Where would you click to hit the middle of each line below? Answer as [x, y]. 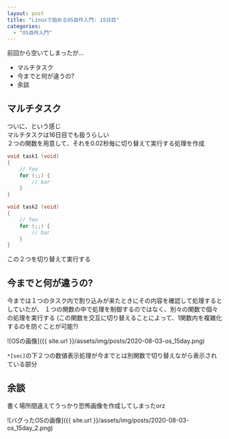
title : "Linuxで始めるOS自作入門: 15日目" [63, 20]
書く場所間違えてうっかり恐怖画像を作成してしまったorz [86, 405]
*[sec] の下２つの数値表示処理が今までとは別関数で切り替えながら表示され [112, 356]
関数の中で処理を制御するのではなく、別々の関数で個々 [140, 309]
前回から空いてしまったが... [45, 53]
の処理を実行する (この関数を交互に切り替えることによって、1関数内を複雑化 [114, 318]
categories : [24, 26]
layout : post [26, 13]
